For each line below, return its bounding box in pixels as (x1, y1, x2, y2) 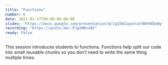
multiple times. (5, 55, 35, 60)
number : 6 (5, 12, 26, 17)
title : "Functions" (5, 7, 46, 12)
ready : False (5, 30, 32, 35)
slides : (5, 21, 21, 26)
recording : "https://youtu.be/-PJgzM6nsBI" (5, 26, 97, 31)
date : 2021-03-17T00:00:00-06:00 (5, 16, 75, 21)
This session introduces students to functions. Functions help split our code (5, 44, 161, 50)
